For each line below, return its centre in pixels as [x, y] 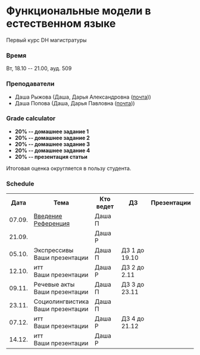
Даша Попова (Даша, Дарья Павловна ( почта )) [75, 103]
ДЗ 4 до [133, 319]
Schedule [20, 184]
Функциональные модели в [79, 11]
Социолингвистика [61, 301]
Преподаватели [30, 84]
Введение [48, 216]
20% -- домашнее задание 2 [52, 137]
